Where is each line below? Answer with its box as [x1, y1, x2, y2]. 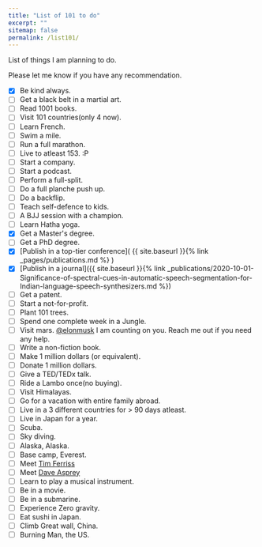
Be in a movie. [19, 485, 66, 495]
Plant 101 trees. [19, 307, 69, 317]
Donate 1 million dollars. [19, 360, 97, 370]
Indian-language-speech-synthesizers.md [19, 281, 158, 291]
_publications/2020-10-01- [167, 264, 254, 273]
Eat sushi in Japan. [19, 512, 81, 522]
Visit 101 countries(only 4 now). [19, 112, 122, 123]
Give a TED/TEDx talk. [19, 369, 92, 379]
